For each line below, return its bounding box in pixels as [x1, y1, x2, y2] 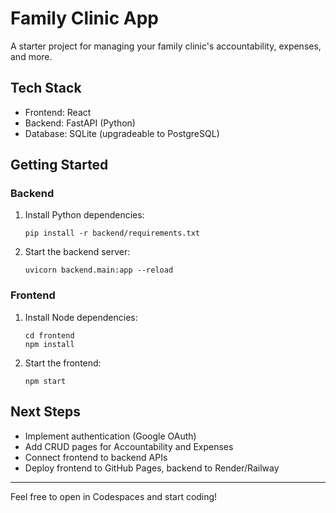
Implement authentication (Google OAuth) [24, 430, 197, 442]
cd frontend [24, 330, 75, 341]
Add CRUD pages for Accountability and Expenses [24, 440, 234, 452]
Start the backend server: [24, 246, 131, 258]
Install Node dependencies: [24, 311, 138, 323]
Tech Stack [10, 80, 82, 97]
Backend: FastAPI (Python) [24, 117, 136, 129]
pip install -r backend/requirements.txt [24, 228, 200, 239]
